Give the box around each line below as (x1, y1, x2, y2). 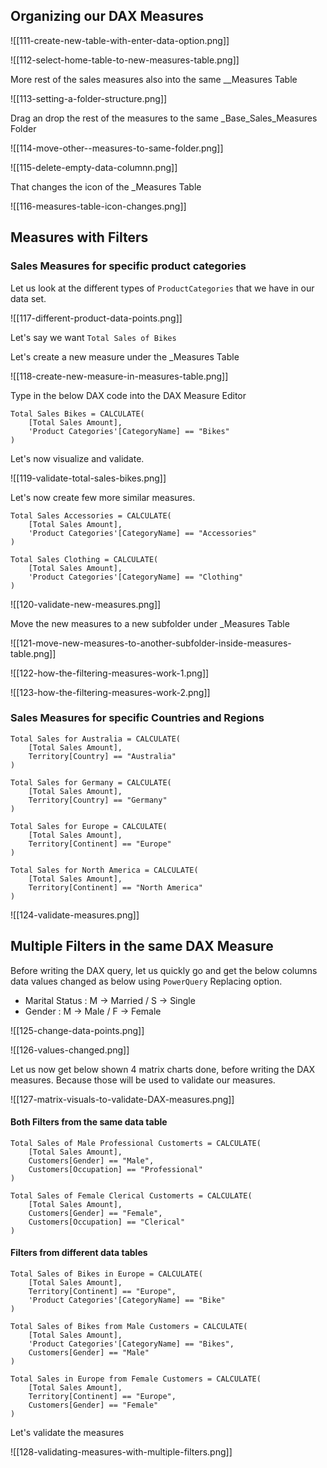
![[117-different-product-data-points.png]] (10, 312, 183, 324)
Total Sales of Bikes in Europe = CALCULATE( (10, 1269, 203, 1279)
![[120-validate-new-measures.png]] (10, 598, 162, 610)
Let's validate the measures (10, 1427, 125, 1439)
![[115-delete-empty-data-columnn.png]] (10, 161, 178, 173)
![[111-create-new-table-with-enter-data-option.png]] (10, 34, 230, 46)
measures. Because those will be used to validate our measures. (10, 1074, 276, 1086)
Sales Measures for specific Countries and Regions (10, 711, 265, 725)
